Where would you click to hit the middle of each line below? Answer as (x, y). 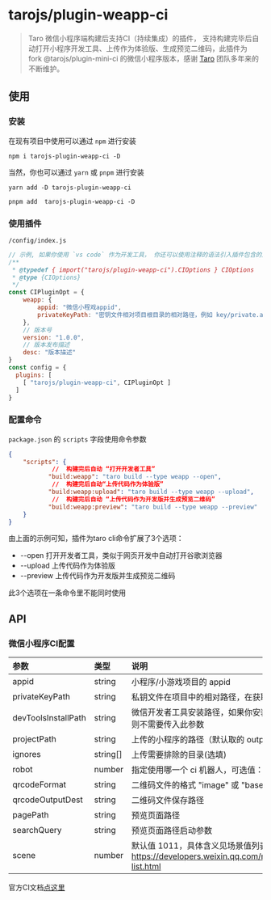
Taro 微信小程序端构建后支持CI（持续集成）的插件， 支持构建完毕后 (140, 38)
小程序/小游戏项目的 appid (181, 682)
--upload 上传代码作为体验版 (67, 566)
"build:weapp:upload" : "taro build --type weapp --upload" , (151, 492)
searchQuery (37, 830)
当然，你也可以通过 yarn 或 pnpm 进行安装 (77, 172)
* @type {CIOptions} (46, 277)
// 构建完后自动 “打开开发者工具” (103, 469)
